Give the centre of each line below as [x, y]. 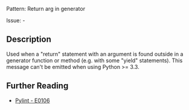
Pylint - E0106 [32, 100]
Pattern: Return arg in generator [46, 9]
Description [29, 40]
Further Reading [37, 86]
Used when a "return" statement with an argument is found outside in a [95, 54]
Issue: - [16, 20]
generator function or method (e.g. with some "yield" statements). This [94, 60]
